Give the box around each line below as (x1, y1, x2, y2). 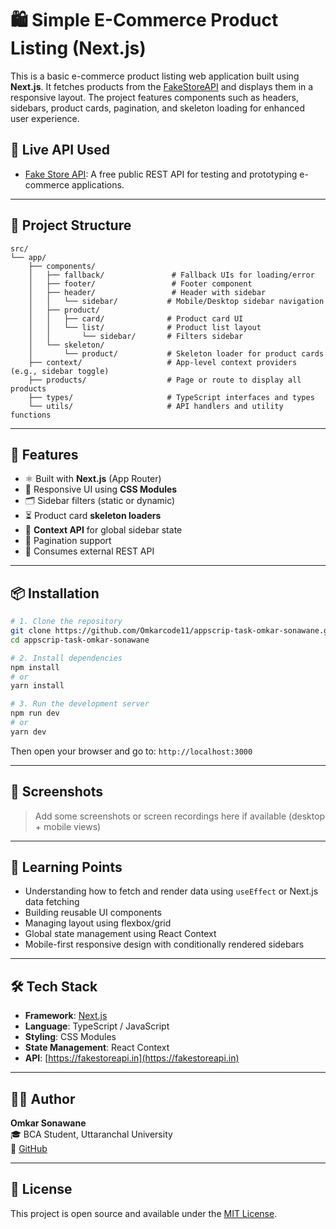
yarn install (10, 681, 65, 691)
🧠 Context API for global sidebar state (24, 524, 183, 536)
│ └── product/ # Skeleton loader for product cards (28, 348, 325, 359)
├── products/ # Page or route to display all (28, 375, 302, 385)
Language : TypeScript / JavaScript (24, 1020, 170, 1032)
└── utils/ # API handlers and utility (28, 401, 284, 411)
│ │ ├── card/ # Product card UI (28, 313, 244, 324)
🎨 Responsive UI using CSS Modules (24, 483, 178, 496)
